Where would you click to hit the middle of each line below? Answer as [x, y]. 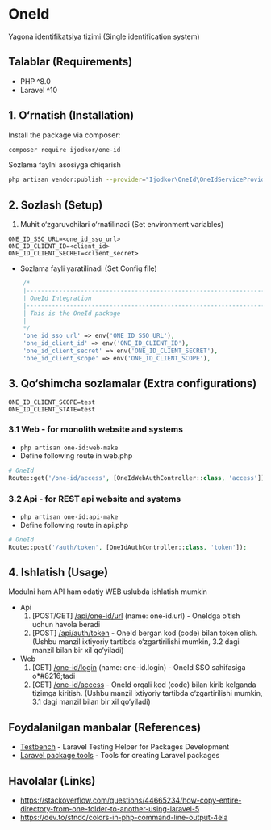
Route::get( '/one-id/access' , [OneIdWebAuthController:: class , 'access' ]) [137, 478]
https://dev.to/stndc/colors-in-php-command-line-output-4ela [124, 818]
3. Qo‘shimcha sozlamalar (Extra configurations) [133, 383]
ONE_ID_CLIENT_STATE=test [52, 409]
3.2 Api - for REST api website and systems [95, 499]
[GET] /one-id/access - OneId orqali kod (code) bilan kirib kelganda [144, 685]
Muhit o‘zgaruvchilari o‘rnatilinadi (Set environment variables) [122, 225]
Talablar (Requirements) [71, 62]
